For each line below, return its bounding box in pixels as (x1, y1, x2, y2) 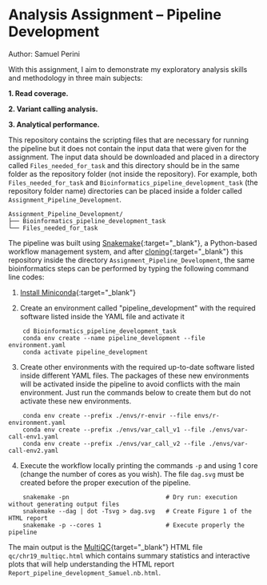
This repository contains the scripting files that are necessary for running (8, 134, 249, 145)
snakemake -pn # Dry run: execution (22, 493, 238, 501)
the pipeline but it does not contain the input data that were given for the (8, 143, 247, 153)
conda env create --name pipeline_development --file (22, 334, 205, 342)
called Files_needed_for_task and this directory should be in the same (8, 160, 240, 170)
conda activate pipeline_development (22, 348, 149, 356)
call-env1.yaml (8, 432, 59, 441)
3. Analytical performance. (8, 119, 100, 129)
